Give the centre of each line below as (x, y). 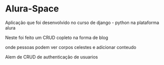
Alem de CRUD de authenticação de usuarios (52, 57)
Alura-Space (32, 9)
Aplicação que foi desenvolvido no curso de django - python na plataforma (82, 22)
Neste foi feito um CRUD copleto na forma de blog (57, 37)
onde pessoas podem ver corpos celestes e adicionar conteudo (71, 47)
